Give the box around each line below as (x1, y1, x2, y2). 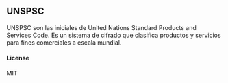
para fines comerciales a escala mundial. (6, 38, 122, 47)
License (6, 54, 30, 62)
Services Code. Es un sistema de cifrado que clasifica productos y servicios (6, 31, 221, 39)
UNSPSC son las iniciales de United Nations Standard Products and (6, 23, 197, 32)
